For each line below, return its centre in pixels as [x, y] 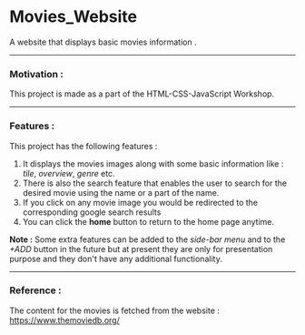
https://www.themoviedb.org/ [64, 320]
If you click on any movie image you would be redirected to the [140, 202]
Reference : [35, 290]
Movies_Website [74, 17]
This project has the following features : [84, 146]
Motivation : [36, 74]
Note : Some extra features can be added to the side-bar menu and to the [148, 239]
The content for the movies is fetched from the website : [115, 310]
